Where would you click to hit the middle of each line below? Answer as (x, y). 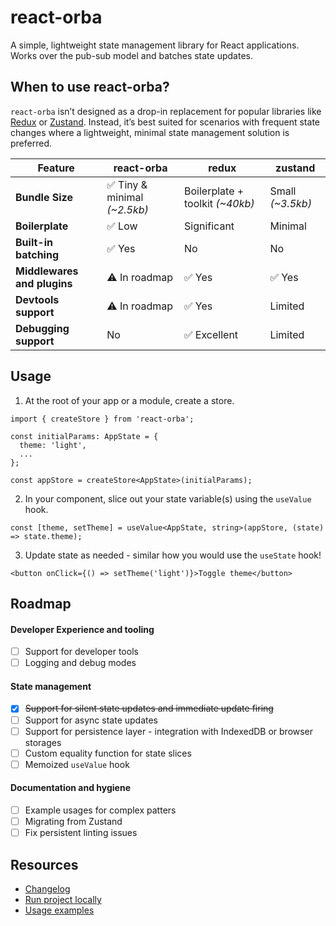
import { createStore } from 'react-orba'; (102, 419)
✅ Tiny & (127, 184)
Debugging (42, 328)
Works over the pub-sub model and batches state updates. (131, 55)
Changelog (47, 889)
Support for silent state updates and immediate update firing (149, 708)
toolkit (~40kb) (219, 203)
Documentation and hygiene (71, 788)
